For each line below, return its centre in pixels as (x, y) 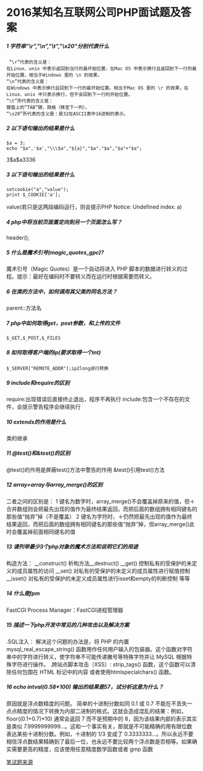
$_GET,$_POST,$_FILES (34, 338)
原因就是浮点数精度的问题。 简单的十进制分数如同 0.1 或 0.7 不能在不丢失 (97, 704)
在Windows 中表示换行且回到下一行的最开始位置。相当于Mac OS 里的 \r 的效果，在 (98, 88)
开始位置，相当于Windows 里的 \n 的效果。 (54, 75)
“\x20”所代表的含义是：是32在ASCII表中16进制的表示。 (67, 114)
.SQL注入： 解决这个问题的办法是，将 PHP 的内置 (68, 641)
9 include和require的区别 (38, 382)
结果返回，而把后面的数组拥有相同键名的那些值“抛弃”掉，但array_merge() (98, 524)
